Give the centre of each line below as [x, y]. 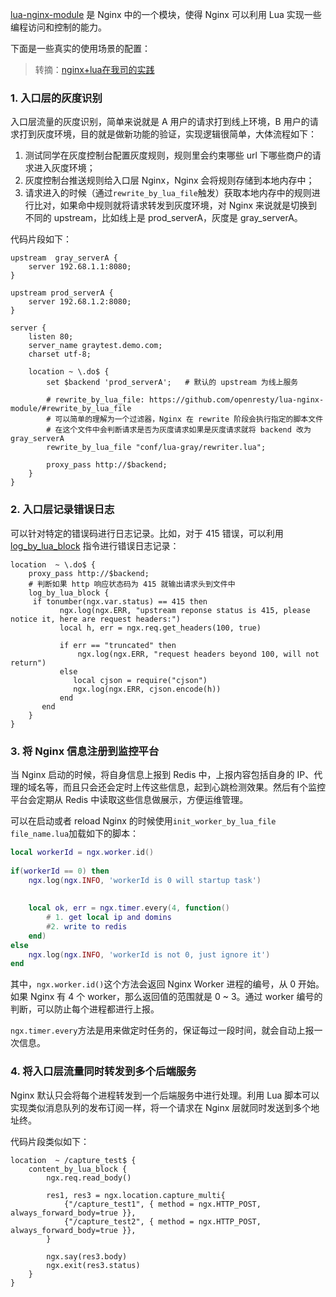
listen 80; [51, 337]
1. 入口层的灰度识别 [56, 98]
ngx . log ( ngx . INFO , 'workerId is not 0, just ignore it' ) [149, 954]
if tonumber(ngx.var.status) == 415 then [120, 601]
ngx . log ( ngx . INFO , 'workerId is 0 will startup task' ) [145, 880]
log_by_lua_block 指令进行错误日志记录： [95, 545]
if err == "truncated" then [118, 645]
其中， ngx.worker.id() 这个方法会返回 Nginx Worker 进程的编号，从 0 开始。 [167, 984]
